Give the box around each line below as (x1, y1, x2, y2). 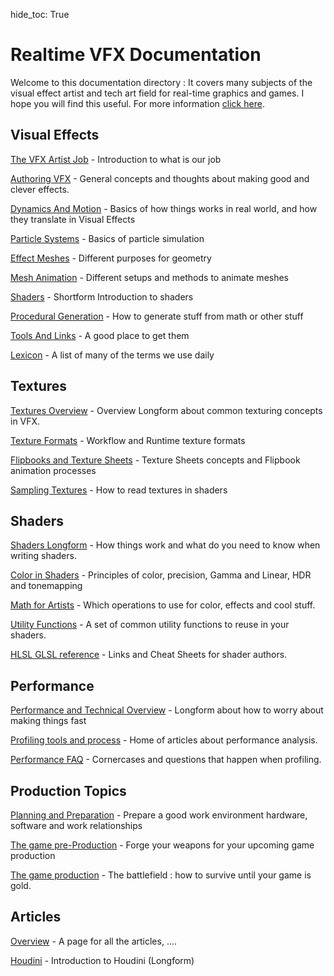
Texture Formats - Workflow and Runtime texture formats (10, 434, 246, 446)
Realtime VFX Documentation (10, 44, 262, 66)
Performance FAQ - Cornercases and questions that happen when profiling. (10, 754, 322, 766)
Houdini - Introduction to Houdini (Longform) (10, 954, 195, 966)
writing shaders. (10, 550, 77, 562)
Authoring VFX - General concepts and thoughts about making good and (10, 172, 310, 184)
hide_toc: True (10, 9, 70, 20)
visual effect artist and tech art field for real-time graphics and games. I (10, 87, 305, 99)
